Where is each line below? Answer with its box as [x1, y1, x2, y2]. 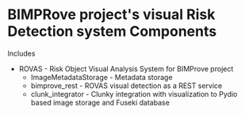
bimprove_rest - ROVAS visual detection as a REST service [30, 81, 223, 90]
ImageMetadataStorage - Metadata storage [30, 72, 173, 82]
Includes [7, 48, 36, 58]
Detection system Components [7, 22, 217, 40]
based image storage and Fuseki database [30, 98, 170, 107]
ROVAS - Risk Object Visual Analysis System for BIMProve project [18, 63, 234, 73]
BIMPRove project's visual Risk [7, 6, 216, 24]
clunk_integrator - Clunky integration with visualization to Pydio [30, 89, 238, 98]
